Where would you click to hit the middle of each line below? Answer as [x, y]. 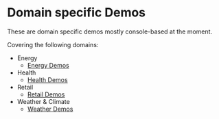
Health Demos [47, 79]
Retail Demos [46, 94]
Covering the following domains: [53, 44]
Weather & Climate [43, 101]
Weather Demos [50, 109]
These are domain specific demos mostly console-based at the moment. [110, 31]
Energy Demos [48, 65]
